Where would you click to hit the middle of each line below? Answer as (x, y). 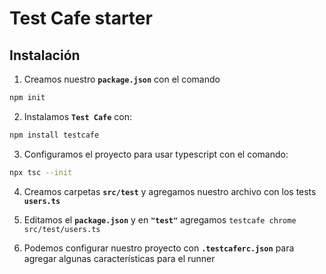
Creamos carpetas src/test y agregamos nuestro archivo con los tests (170, 191)
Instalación (45, 55)
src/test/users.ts (62, 229)
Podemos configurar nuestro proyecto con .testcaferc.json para (159, 248)
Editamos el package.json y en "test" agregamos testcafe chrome (160, 219)
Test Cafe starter (81, 18)
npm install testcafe (54, 135)
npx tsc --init (41, 172)
